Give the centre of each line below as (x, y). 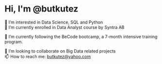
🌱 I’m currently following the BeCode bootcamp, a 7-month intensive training (81, 37)
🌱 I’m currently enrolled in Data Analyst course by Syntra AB (65, 27)
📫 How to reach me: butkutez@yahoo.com (48, 56)
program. (14, 41)
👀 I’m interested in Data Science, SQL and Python (54, 22)
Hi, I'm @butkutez (41, 9)
